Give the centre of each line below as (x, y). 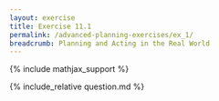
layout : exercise (42, 18)
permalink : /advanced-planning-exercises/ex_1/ (102, 35)
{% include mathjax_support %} (69, 69)
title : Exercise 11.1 (51, 26)
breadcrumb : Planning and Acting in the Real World (109, 43)
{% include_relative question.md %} (77, 86)
